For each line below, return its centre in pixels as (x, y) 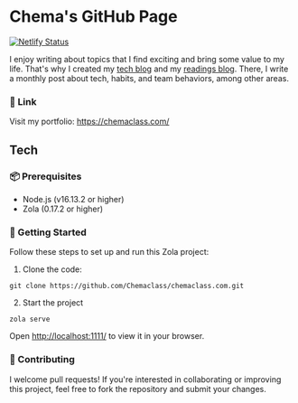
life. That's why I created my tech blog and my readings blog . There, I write (149, 69)
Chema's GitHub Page (93, 17)
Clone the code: (52, 269)
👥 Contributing (42, 360)
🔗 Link (23, 101)
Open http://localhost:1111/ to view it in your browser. (107, 336)
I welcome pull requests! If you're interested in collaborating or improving (145, 379)
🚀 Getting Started (48, 232)
